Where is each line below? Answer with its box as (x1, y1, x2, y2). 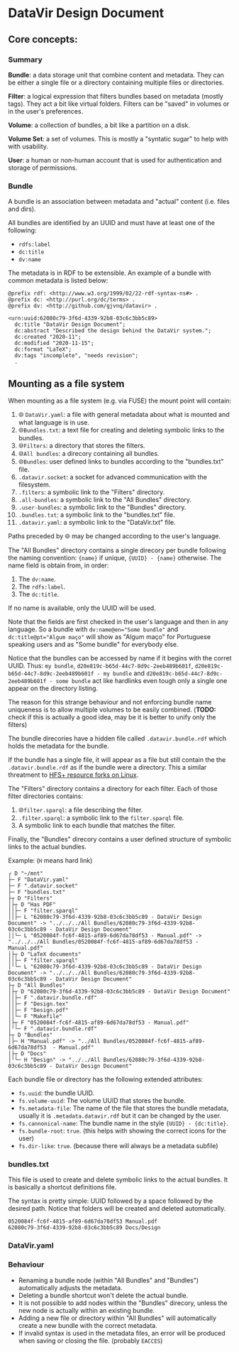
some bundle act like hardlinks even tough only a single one (55, 676, 228, 685)
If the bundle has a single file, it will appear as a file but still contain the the (8, 755, 226, 764)
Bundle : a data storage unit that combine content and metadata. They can (8, 70, 224, 79)
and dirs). (8, 205, 36, 214)
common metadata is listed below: (8, 276, 109, 285)
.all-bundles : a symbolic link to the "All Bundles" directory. (18, 495, 192, 503)
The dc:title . (18, 589, 60, 598)
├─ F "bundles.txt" (8, 888, 66, 895)
